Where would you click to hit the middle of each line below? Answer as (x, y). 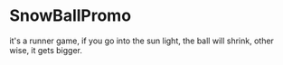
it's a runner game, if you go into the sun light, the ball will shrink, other (141, 41)
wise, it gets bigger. (46, 50)
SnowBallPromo (71, 16)
